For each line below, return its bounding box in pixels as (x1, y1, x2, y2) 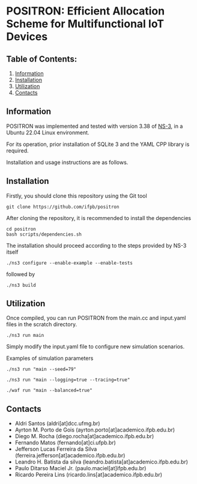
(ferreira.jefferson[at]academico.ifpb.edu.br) (14, 452, 126, 459)
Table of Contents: (6, 54, 77, 64)
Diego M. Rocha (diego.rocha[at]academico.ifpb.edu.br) (14, 433, 154, 440)
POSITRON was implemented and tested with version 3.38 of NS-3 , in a (6, 122, 183, 130)
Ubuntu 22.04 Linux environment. (6, 128, 89, 136)
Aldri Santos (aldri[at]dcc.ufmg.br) (14, 420, 100, 427)
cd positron (6, 226, 36, 232)
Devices (6, 30, 48, 43)
